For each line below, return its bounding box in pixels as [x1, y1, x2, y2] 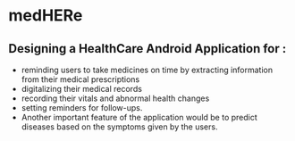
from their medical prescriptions [21, 74, 140, 85]
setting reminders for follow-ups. [21, 103, 143, 112]
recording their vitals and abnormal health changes [21, 93, 210, 104]
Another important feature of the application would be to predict [21, 112, 258, 122]
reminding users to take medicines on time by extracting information [21, 64, 274, 75]
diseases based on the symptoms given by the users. [21, 121, 218, 132]
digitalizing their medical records [21, 84, 142, 94]
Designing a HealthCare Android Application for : [8, 41, 287, 56]
